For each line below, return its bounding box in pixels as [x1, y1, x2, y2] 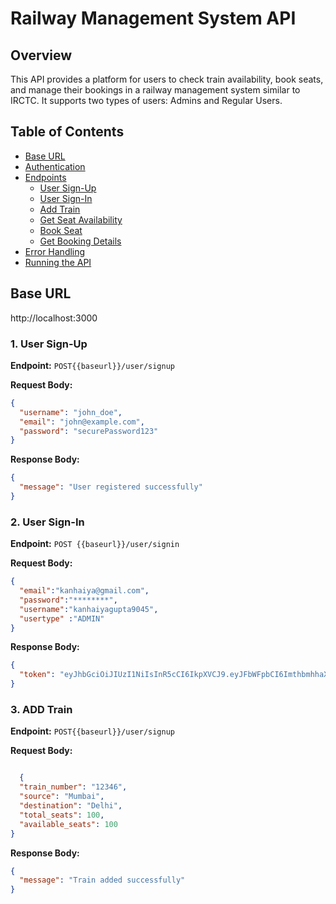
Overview [10, 47, 73, 64]
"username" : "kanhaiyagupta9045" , [19, 604, 159, 614]
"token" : [19, 670, 56, 680]
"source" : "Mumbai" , [19, 792, 105, 802]
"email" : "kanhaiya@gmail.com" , [19, 586, 150, 596]
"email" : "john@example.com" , [19, 417, 145, 427]
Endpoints [24, 171, 67, 183]
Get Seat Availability [39, 213, 123, 226]
